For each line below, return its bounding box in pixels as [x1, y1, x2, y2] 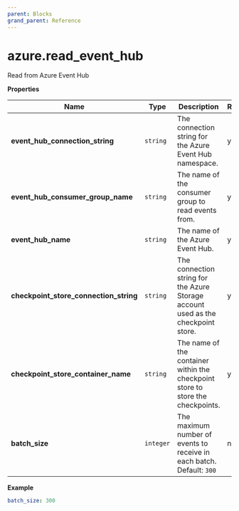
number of [176, 430, 212, 440]
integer [144, 439, 171, 448]
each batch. [176, 456, 217, 466]
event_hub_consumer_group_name [11, 192, 133, 202]
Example [7, 483, 34, 492]
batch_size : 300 [7, 497, 55, 505]
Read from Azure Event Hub [7, 71, 90, 80]
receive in [176, 448, 210, 458]
